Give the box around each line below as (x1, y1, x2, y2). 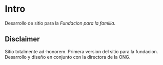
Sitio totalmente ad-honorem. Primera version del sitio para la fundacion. (5, 48, 158, 54)
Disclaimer (5, 35, 40, 44)
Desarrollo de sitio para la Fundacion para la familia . (5, 20, 116, 26)
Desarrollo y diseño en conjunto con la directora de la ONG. (5, 54, 131, 60)
